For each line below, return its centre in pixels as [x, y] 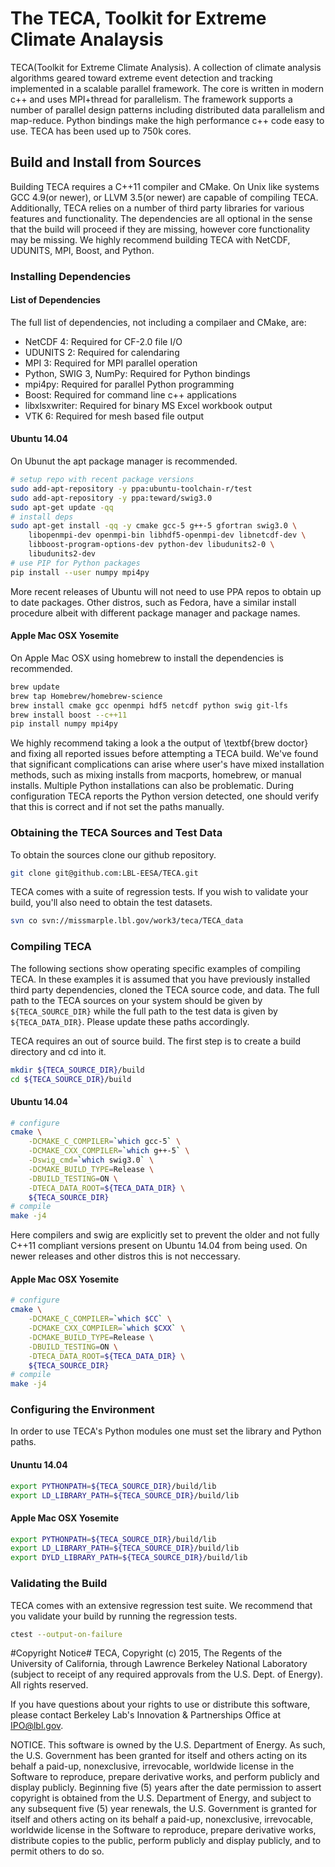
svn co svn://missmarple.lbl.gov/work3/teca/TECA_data [127, 921]
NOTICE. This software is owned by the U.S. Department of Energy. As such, [168, 1745]
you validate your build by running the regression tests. [124, 1616]
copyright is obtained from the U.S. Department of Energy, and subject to [161, 1798]
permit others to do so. [57, 1851]
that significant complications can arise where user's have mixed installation [167, 764]
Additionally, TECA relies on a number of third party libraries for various [157, 208]
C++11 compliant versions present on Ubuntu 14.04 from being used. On [159, 1246]
